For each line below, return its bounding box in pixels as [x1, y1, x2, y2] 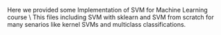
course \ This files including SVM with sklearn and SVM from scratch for [7, 13, 214, 21]
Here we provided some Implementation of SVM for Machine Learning [7, 6, 208, 14]
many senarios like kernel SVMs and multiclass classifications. [7, 21, 186, 28]
